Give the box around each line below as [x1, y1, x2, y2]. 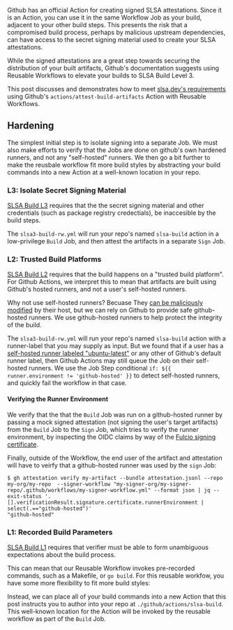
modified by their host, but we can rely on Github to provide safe [7, 306, 193, 315]
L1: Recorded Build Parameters [7, 527, 113, 537]
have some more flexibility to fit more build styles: [7, 578, 151, 587]
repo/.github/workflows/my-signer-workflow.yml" [7, 486, 151, 494]
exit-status [7, 493, 42, 500]
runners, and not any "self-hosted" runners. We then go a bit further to [7, 153, 211, 161]
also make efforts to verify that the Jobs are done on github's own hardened [7, 146, 227, 154]
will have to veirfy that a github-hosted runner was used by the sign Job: [7, 460, 217, 470]
